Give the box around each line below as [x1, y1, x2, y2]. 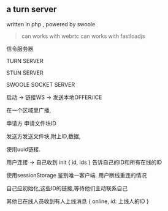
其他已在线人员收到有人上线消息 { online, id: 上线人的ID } [6, 198, 149, 205]
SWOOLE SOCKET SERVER [6, 81, 75, 88]
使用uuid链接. [6, 146, 41, 153]
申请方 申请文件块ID [6, 119, 56, 127]
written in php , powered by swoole [6, 20, 96, 28]
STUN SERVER [6, 69, 44, 76]
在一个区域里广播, [6, 106, 52, 114]
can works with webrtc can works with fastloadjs [21, 32, 145, 40]
